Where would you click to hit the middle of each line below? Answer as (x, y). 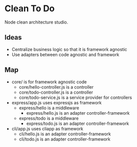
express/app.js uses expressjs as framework (57, 102)
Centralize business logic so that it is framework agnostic (69, 49)
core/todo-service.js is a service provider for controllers (76, 97)
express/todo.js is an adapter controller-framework (78, 123)
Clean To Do (30, 9)
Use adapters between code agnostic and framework (65, 54)
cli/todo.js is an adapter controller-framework (65, 139)
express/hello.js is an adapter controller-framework (78, 113)
